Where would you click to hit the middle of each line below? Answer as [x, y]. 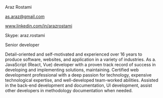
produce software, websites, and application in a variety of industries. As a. [81, 59]
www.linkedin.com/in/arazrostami [39, 26]
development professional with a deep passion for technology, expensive [78, 75]
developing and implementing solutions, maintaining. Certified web [72, 70]
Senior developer [22, 45]
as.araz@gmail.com [25, 16]
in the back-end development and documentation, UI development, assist [79, 85]
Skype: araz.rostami [25, 35]
